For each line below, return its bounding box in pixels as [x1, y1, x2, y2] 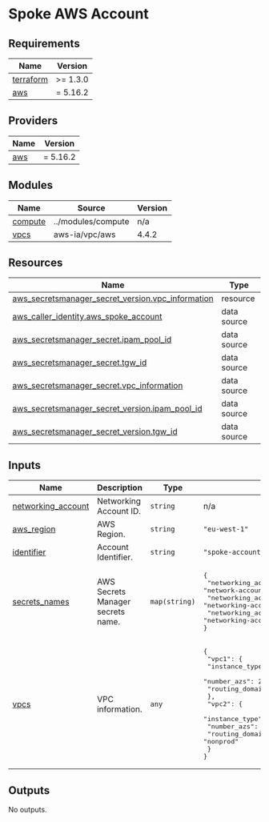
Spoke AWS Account [8, 5, 150, 23]
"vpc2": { [207, 700, 243, 708]
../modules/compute [53, 215, 130, 227]
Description [97, 482, 143, 493]
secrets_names [12, 596, 70, 607]
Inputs [8, 458, 42, 472]
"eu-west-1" [203, 525, 249, 534]
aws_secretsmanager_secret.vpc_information [12, 380, 183, 391]
